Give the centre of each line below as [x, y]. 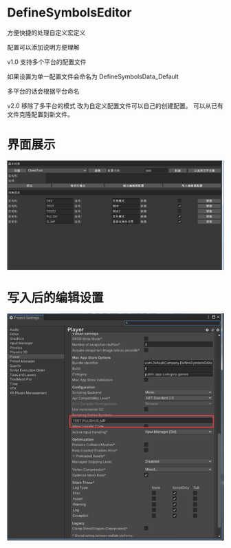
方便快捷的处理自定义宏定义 [46, 32]
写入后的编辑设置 [56, 298]
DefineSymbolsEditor [69, 13]
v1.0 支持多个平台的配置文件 [47, 62]
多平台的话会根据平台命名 [43, 91]
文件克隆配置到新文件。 [40, 114]
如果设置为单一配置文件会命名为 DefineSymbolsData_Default [93, 76]
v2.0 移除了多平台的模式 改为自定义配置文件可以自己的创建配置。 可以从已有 [115, 105]
